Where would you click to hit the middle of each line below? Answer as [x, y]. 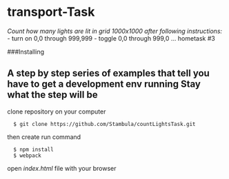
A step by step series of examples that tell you [109, 73]
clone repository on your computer [57, 112]
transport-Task [51, 12]
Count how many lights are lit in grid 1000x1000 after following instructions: [115, 31]
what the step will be [52, 95]
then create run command [44, 137]
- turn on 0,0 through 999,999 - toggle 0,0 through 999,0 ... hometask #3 [111, 38]
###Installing [26, 52]
